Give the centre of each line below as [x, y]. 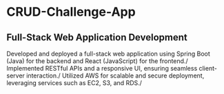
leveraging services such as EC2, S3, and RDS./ [74, 83]
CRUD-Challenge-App [71, 12]
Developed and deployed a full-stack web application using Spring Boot [109, 54]
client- [208, 68]
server [16, 75]
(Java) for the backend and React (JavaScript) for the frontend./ [97, 61]
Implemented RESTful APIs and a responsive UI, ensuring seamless [102, 68]
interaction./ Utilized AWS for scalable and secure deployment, [115, 75]
